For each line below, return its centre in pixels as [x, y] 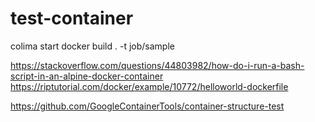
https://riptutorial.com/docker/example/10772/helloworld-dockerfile [149, 86]
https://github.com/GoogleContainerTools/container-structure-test [147, 106]
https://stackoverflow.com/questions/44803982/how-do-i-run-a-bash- [157, 65]
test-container [72, 18]
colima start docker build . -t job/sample [92, 46]
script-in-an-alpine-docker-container [87, 76]
